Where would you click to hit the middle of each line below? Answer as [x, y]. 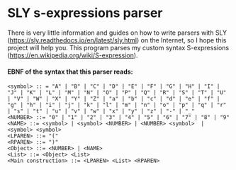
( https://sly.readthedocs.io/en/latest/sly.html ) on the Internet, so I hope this [117, 40]
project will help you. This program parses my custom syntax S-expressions [118, 47]
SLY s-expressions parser [85, 13]
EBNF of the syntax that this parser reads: [70, 72]
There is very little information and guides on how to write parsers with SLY [117, 33]
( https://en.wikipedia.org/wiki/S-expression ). [73, 55]
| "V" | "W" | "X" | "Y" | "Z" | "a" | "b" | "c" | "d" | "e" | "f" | [114, 99]
